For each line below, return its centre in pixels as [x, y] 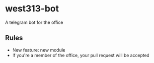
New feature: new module [39, 50]
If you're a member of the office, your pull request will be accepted [81, 55]
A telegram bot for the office [34, 22]
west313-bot [32, 9]
